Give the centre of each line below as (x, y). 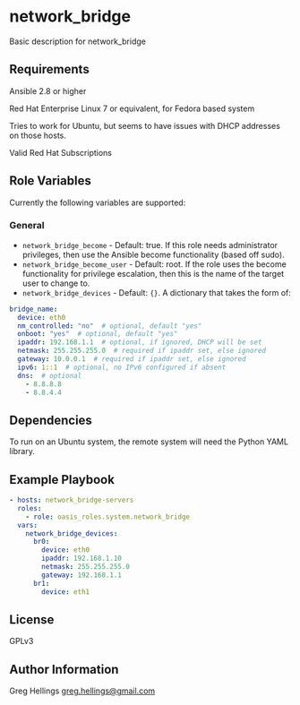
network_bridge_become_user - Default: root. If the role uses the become (154, 264)
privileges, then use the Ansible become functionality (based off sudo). (153, 254)
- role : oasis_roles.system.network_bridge (108, 517)
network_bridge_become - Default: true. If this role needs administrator (150, 245)
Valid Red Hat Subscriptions (60, 152)
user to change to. (56, 283)
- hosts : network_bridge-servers (72, 500)
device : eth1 (66, 592)
